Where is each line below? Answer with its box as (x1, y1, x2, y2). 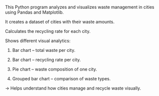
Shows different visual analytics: (5, 38, 71, 44)
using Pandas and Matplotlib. (5, 9, 64, 15)
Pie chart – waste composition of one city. (12, 66, 97, 72)
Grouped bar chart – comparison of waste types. (12, 76, 111, 81)
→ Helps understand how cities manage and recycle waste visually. (5, 85, 141, 91)
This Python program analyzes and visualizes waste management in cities (5, 4, 155, 10)
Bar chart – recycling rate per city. (12, 57, 81, 63)
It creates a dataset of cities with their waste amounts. (5, 19, 115, 24)
